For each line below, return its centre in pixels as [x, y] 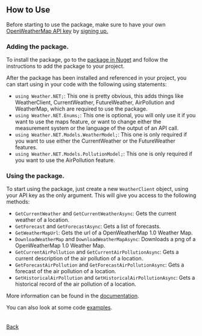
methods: [18, 202]
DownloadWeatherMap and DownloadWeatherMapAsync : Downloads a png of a [105, 239]
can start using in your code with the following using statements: [87, 85]
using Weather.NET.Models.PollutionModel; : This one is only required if [104, 154]
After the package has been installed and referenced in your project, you [96, 78]
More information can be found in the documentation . [73, 296]
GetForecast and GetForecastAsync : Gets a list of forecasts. [88, 227]
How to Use [28, 10]
